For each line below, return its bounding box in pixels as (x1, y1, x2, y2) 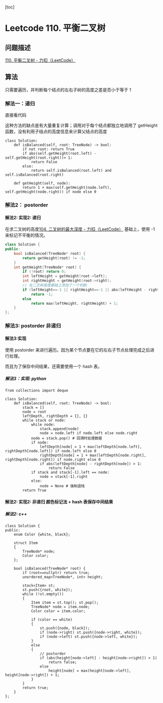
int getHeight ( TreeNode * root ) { (14, 265, 81, 270)
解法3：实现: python (5, 375, 47, 381)
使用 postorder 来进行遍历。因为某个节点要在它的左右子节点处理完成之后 (5, 347, 150, 353)
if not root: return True (22, 147, 75, 152)
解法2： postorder (5, 202, 49, 208)
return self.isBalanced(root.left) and (31, 168, 112, 173)
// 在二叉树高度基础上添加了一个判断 (22, 283, 87, 288)
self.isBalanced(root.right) (5, 172, 64, 177)
